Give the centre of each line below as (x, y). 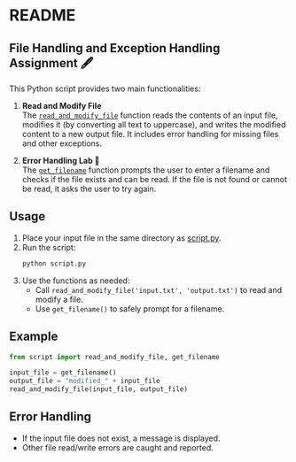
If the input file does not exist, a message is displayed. (121, 438)
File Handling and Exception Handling (115, 48)
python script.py (54, 263)
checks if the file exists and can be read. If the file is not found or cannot (155, 179)
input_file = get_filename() (63, 373)
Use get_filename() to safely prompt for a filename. (130, 308)
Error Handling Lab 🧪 (61, 161)
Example (34, 337)
